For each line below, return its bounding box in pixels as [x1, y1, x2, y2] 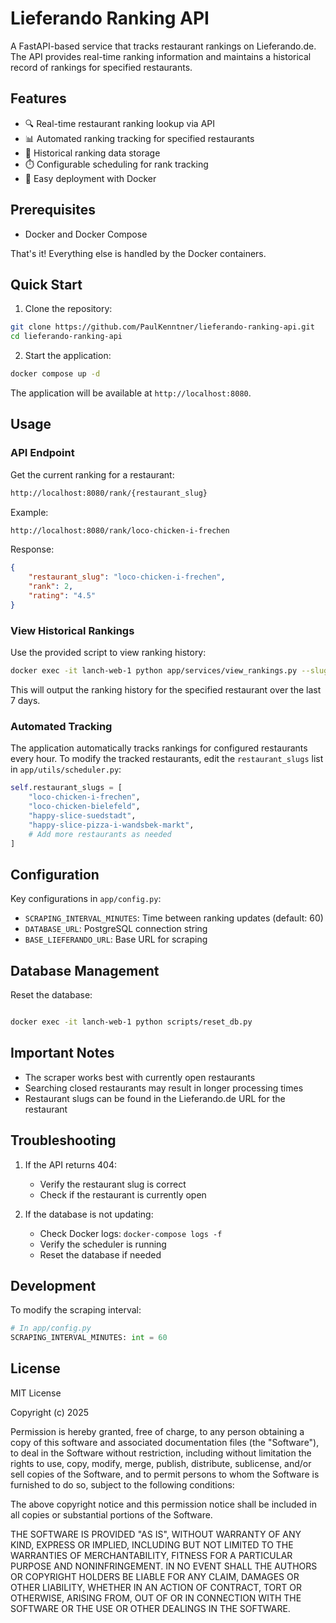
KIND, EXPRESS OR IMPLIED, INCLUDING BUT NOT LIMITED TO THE [10, 1538, 294, 1551]
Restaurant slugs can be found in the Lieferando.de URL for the [24, 1092, 286, 1104]
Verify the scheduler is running [39, 1238, 167, 1250]
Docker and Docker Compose [24, 228, 148, 240]
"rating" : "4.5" [28, 591, 97, 601]
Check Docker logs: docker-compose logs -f [39, 1227, 223, 1239]
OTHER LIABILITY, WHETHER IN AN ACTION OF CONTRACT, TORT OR [10, 1581, 302, 1593]
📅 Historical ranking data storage [24, 147, 161, 159]
